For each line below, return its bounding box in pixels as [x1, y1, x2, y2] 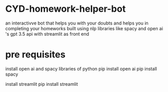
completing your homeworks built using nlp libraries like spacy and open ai [5, 25, 163, 31]
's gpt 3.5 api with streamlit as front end [5, 31, 90, 37]
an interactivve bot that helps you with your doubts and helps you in [5, 20, 149, 26]
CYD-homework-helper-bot [5, 3, 126, 15]
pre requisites [5, 49, 66, 60]
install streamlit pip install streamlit [5, 81, 78, 87]
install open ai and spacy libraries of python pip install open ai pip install [5, 65, 157, 72]
